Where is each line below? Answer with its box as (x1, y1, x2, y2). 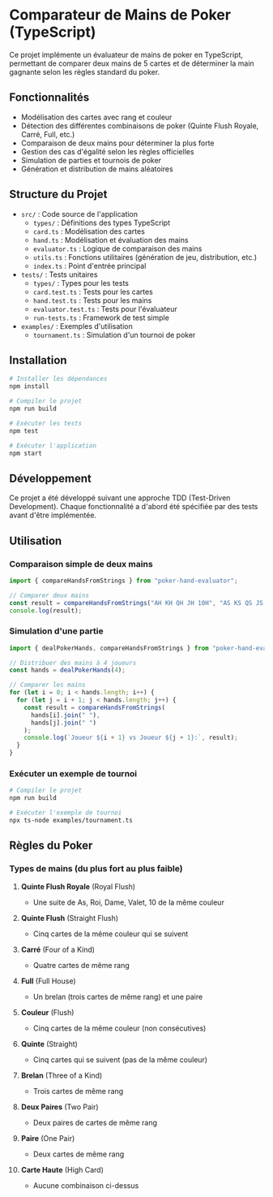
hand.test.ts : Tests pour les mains (32, 295, 152, 305)
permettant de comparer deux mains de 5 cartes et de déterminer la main (9, 58, 254, 68)
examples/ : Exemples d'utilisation (20, 321, 133, 331)
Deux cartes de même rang (32, 1149, 125, 1159)
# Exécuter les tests (9, 419, 83, 427)
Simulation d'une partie (9, 625, 104, 637)
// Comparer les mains (9, 681, 86, 689)
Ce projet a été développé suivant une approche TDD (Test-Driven (9, 493, 231, 503)
